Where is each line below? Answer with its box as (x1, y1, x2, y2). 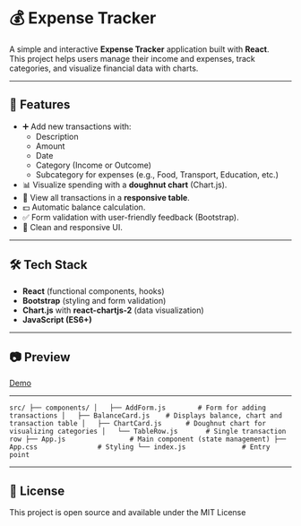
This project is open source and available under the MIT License (9, 507, 246, 518)
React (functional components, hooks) (21, 285, 165, 297)
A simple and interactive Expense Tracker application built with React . (9, 43, 271, 55)
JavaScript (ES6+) (21, 314, 92, 324)
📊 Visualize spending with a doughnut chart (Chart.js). (21, 179, 228, 190)
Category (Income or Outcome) (35, 160, 152, 170)
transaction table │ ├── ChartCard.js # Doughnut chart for (9, 419, 267, 428)
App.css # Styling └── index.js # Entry (9, 443, 271, 452)
